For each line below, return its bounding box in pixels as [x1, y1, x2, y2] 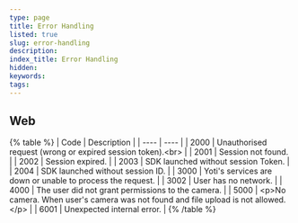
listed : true [9, 30, 58, 39]
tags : [9, 80, 30, 89]
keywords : [9, 72, 47, 81]
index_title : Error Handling [9, 55, 118, 64]
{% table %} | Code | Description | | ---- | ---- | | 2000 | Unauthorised [9, 137, 267, 148]
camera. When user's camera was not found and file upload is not [9, 194, 253, 205]
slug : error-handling [9, 38, 91, 48]
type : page [9, 13, 50, 22]
